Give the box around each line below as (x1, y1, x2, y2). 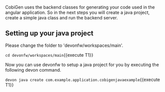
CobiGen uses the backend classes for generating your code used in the (5, 4, 155, 10)
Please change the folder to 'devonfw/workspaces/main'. (5, 42, 124, 48)
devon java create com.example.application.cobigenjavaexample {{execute (5, 77, 160, 83)
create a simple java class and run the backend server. (5, 15, 118, 20)
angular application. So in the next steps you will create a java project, (5, 9, 150, 15)
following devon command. (5, 67, 62, 73)
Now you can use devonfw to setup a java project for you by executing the (5, 62, 159, 68)
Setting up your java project (5, 29, 94, 38)
